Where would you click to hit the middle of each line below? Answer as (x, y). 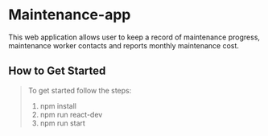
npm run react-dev (71, 114)
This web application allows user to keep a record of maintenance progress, (134, 37)
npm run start (63, 123)
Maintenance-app (70, 15)
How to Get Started (57, 71)
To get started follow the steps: (80, 90)
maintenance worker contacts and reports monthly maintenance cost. (124, 45)
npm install (58, 105)
